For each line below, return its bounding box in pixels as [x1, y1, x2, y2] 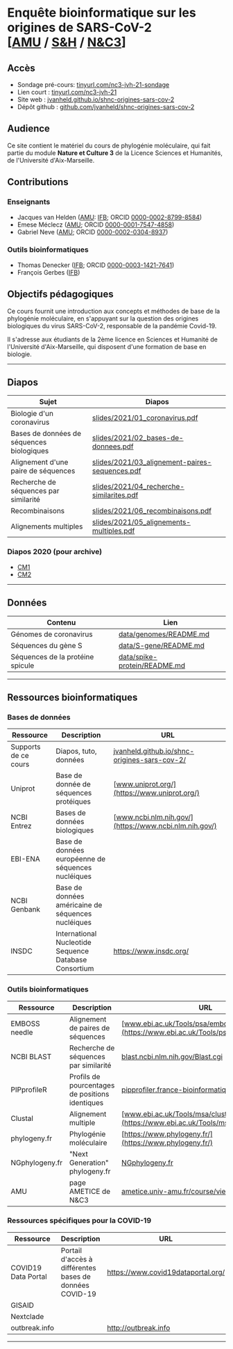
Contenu [46, 617, 76, 627]
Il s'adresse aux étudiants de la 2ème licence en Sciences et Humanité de [7, 335, 218, 344]
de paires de [69, 1023, 110, 1033]
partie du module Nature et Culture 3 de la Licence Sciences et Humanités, [7, 148, 223, 157]
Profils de [69, 1072, 101, 1081]
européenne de [55, 854, 106, 864]
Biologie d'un [10, 409, 54, 419]
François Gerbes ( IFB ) [17, 268, 80, 276]
